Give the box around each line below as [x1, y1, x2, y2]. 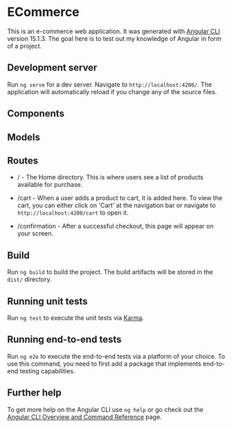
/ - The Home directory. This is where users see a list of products [17, 173, 204, 181]
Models [7, 131, 40, 143]
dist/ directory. [7, 275, 52, 284]
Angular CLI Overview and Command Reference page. [7, 413, 162, 421]
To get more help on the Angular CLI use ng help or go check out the [7, 405, 204, 413]
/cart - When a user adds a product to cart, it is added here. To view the [17, 194, 223, 202]
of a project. [7, 42, 42, 50]
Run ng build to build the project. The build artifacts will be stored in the [7, 268, 213, 276]
